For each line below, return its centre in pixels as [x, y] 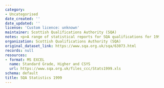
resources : [16, 55]
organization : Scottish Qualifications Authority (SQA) [63, 42]
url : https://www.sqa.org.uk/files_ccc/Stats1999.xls [65, 69]
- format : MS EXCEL [25, 60]
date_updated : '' [23, 23]
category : [15, 10]
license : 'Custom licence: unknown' [42, 28]
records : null [20, 50]
